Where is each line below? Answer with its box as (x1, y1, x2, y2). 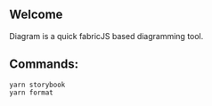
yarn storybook (9, 80, 66, 89)
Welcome (9, 7, 63, 22)
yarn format (9, 88, 53, 97)
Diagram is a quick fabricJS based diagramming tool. (9, 30, 204, 41)
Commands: (9, 57, 79, 72)
